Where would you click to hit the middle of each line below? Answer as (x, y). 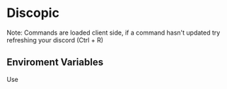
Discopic (33, 13)
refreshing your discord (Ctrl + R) (55, 40)
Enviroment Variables (55, 63)
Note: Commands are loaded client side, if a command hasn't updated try (113, 32)
